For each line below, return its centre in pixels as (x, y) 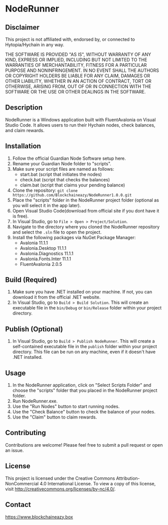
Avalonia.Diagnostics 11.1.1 (47, 253)
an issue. (15, 450)
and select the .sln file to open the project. (57, 232)
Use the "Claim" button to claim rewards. (55, 417)
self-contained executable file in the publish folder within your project (85, 347)
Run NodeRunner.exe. (35, 401)
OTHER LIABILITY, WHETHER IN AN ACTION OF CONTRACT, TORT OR (78, 81)
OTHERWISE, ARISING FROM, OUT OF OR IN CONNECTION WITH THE (78, 86)
